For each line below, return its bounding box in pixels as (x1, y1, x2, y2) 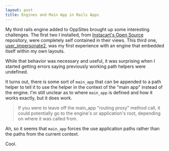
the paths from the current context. (5, 131, 79, 137)
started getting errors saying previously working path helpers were (5, 63, 146, 69)
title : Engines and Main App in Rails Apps (5, 12, 100, 17)
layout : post (5, 7, 33, 13)
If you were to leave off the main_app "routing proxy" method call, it (17, 105, 160, 111)
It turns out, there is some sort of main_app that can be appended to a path (5, 79, 162, 85)
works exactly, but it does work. (5, 95, 73, 101)
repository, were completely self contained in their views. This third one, (5, 37, 157, 43)
